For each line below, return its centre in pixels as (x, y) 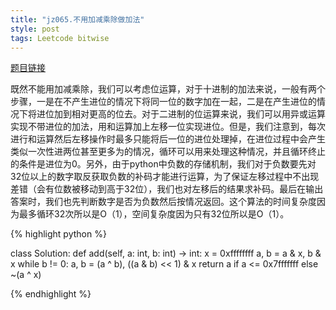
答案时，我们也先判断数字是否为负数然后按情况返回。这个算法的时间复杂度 (163, 202)
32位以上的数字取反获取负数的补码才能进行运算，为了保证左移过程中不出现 (165, 177)
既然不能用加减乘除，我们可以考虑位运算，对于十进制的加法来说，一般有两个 (168, 89)
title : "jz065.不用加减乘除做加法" (77, 19)
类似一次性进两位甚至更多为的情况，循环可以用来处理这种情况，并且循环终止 (168, 152)
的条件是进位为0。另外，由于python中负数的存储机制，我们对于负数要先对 (163, 164)
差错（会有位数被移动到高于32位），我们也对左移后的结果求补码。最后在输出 (167, 189)
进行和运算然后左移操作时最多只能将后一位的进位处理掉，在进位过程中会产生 (168, 139)
